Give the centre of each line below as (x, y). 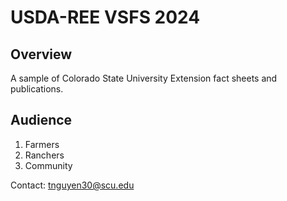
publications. (37, 89)
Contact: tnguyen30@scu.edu (72, 185)
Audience (41, 120)
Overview (41, 54)
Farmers (42, 144)
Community (48, 165)
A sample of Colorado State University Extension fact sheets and (144, 78)
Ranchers (44, 155)
